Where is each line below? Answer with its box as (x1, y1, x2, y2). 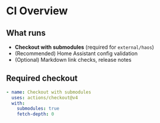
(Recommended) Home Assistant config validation (14, 50, 138, 57)
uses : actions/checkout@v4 (11, 94, 78, 100)
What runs (6, 28, 46, 38)
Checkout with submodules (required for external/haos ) (14, 43, 154, 51)
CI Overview (6, 4, 68, 18)
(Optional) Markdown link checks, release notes (14, 56, 132, 63)
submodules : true (17, 106, 60, 112)
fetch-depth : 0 (17, 111, 55, 117)
